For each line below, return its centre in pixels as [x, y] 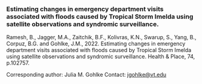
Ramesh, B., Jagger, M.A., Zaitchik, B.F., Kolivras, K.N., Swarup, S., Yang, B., [101, 37]
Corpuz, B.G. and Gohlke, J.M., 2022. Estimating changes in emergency [96, 44]
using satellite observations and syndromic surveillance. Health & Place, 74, [101, 57]
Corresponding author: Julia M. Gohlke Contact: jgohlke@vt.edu [86, 75]
